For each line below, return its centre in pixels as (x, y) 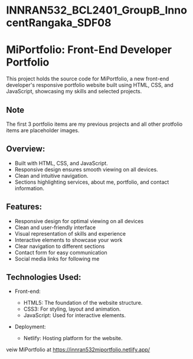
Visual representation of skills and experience (70, 233)
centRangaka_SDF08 (59, 23)
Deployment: (30, 327)
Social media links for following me (57, 259)
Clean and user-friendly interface (55, 227)
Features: (24, 207)
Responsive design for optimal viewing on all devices (79, 221)
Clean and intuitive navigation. (51, 175)
